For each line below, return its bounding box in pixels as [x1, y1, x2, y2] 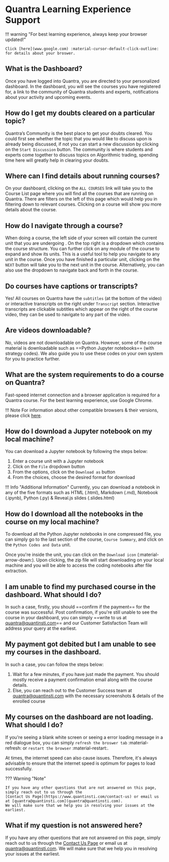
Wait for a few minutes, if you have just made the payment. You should [12, 671, 159, 677]
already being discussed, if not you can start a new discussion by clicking [5, 141, 159, 147]
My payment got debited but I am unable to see [5, 640, 156, 649]
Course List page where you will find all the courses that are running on [5, 191, 154, 197]
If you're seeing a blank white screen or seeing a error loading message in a [5, 734, 163, 740]
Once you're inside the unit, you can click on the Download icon [5, 551, 136, 558]
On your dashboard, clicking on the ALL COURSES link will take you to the [5, 185, 153, 191]
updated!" [5, 36, 26, 43]
